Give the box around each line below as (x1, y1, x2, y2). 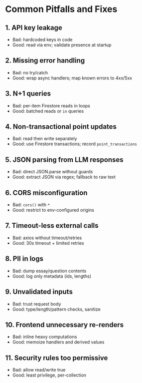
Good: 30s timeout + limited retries (12, 240, 84, 246)
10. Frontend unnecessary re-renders (5, 321, 124, 329)
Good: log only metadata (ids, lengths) (12, 273, 91, 279)
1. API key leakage (5, 23, 62, 32)
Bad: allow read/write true (12, 367, 66, 373)
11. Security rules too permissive (5, 354, 108, 362)
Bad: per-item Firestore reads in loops (12, 102, 91, 108)
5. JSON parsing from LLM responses (5, 155, 124, 164)
